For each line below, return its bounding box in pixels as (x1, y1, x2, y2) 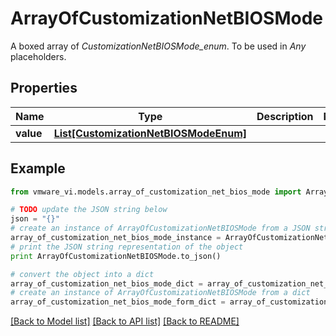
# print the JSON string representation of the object (10, 242, 244, 252)
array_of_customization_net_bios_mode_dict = (10, 278, 203, 289)
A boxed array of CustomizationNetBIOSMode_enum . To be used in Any (10, 40, 307, 52)
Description (256, 109, 314, 123)
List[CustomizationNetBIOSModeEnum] (53, 126, 248, 140)
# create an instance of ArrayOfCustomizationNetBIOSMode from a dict (10, 288, 311, 298)
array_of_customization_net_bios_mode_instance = (10, 233, 222, 243)
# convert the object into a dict (10, 269, 155, 279)
